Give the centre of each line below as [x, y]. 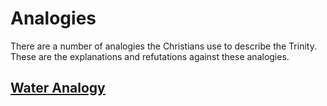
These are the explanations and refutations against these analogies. [150, 56]
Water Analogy [58, 88]
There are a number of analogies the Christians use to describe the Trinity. [163, 46]
